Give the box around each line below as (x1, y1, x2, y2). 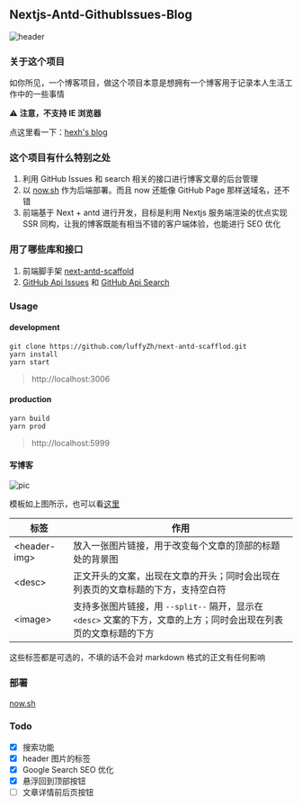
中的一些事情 (16, 89, 65, 100)
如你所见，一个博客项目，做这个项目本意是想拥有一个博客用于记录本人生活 (9, 77, 285, 88)
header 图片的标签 (22, 753, 92, 764)
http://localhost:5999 (31, 438, 111, 449)
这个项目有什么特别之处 (9, 152, 111, 165)
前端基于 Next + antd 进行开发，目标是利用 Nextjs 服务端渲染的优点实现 (22, 207, 288, 219)
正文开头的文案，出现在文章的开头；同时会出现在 (73, 570, 280, 583)
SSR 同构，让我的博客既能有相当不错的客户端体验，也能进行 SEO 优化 (22, 219, 281, 229)
